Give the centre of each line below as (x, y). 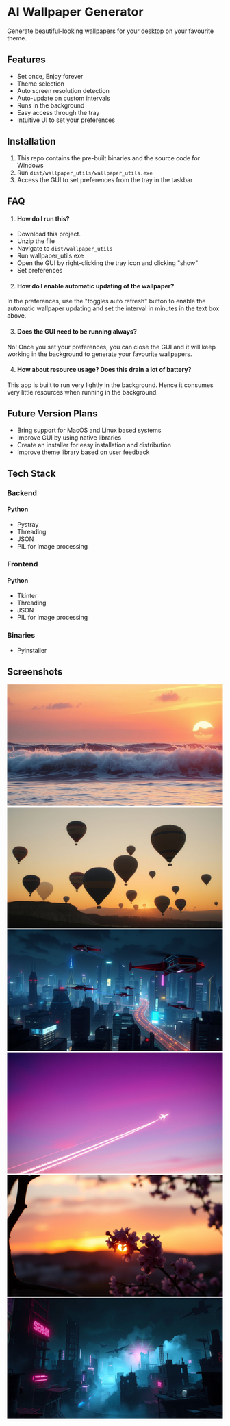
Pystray (28, 525)
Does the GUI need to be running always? (77, 331)
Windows (30, 165)
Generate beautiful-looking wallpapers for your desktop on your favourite (111, 31)
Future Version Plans (52, 414)
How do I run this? (43, 218)
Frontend (23, 564)
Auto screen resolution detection (63, 90)
